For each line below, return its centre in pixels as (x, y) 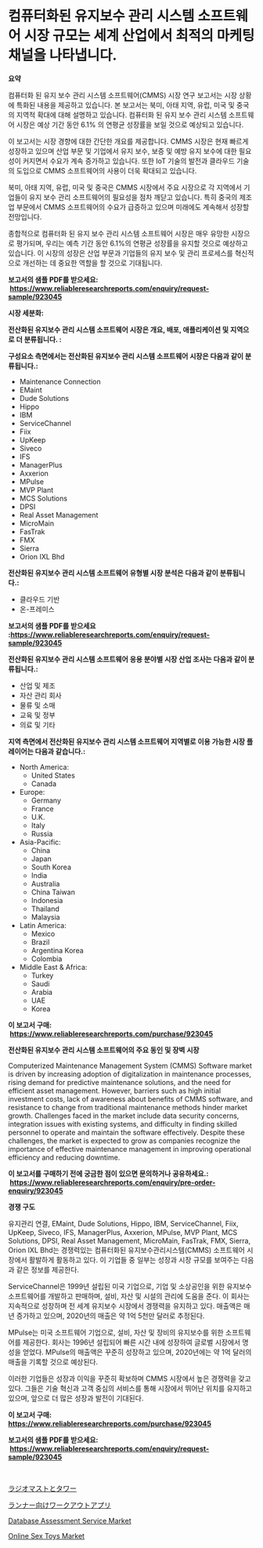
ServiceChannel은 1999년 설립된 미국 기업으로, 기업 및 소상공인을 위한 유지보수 (130, 1286)
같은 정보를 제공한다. (48, 1269)
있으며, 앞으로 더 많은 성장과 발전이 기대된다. (76, 1398)
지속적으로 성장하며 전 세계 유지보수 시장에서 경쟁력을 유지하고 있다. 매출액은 (125, 1306)
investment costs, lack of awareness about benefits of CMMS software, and (130, 1098)
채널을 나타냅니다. (63, 55)
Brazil (40, 942)
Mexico (43, 934)
